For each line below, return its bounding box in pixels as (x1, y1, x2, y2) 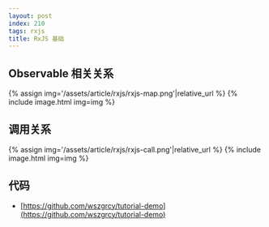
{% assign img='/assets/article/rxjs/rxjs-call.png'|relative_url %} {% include (8, 144, 262, 154)
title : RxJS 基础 (8, 34, 65, 43)
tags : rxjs (8, 27, 45, 35)
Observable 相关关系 (8, 66, 114, 80)
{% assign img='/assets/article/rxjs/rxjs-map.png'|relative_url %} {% (8, 88, 238, 98)
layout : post (8, 11, 53, 20)
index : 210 (8, 19, 45, 28)
